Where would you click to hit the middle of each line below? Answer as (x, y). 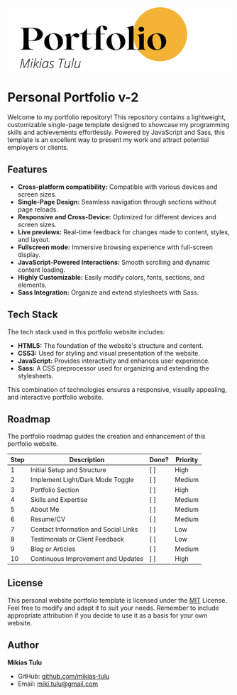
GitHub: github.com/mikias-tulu (64, 676)
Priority (187, 459)
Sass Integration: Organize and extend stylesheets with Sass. (108, 292)
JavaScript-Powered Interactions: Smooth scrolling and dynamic (114, 262)
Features (27, 170)
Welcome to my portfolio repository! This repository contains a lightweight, (116, 117)
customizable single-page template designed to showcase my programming (118, 124)
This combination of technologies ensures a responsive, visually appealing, (117, 389)
